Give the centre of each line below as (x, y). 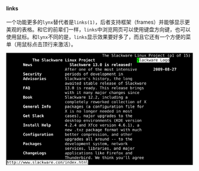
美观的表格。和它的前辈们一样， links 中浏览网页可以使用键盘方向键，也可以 (98, 30)
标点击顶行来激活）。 (51, 44)
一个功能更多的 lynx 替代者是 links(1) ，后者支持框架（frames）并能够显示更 (98, 22)
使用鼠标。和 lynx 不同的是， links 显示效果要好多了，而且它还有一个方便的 (96, 37)
